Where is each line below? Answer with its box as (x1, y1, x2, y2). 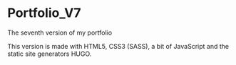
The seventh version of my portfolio (7, 28, 113, 37)
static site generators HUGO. (7, 49, 92, 58)
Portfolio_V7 (7, 5, 81, 21)
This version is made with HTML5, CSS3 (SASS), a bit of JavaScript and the (7, 42, 230, 50)
